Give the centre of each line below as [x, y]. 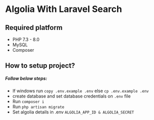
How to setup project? [40, 66]
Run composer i [28, 102]
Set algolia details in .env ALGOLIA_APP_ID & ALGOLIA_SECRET [73, 112]
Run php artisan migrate [38, 107]
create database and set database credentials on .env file [72, 96]
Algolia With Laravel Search [64, 9]
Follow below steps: [26, 78]
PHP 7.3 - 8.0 [26, 39]
